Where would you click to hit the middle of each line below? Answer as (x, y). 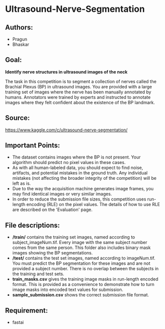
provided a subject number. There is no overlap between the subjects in (85, 269)
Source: (18, 118)
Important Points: (33, 145)
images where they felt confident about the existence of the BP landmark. (80, 102)
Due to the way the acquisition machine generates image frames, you (83, 189)
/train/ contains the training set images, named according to (74, 237)
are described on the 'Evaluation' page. (52, 210)
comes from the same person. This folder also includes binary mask (81, 247)
